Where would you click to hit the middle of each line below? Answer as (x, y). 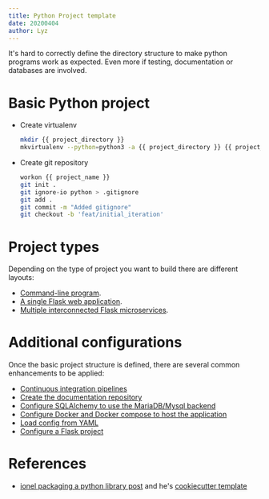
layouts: (21, 278)
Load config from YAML (59, 423)
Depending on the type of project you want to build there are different (123, 269)
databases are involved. (48, 71)
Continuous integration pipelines (74, 389)
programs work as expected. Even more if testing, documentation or (121, 62)
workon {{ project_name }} (65, 177)
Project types (54, 247)
